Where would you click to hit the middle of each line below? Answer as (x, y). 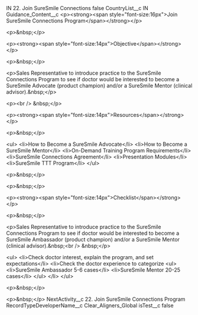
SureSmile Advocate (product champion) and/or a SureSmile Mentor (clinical (99, 85)
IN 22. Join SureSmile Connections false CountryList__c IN (77, 8)
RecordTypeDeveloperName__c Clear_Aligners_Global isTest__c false (90, 306)
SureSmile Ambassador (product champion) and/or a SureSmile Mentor (93, 239)
